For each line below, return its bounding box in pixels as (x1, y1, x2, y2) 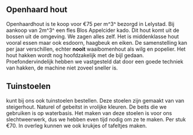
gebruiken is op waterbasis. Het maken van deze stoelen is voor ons (6, 109, 172, 117)
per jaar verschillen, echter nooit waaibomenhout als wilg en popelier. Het (6, 45, 186, 52)
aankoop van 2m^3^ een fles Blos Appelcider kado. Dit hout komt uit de (6, 27, 179, 34)
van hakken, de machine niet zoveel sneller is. (6, 64, 118, 71)
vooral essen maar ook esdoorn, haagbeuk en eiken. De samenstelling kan (6, 39, 188, 46)
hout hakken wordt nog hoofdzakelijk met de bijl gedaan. (6, 51, 145, 58)
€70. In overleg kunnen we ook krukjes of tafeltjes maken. (6, 122, 148, 129)
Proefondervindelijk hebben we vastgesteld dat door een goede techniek (6, 58, 184, 65)
